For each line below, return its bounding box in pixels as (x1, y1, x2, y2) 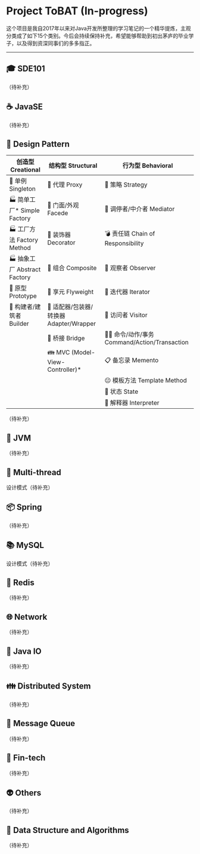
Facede (47, 209, 68, 217)
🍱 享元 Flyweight (47, 288, 94, 296)
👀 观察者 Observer (104, 264, 156, 272)
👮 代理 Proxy (47, 180, 83, 189)
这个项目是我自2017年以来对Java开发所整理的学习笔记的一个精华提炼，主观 (6, 25, 192, 32)
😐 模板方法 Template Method (104, 377, 187, 385)
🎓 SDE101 (6, 64, 46, 74)
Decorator (47, 238, 76, 246)
